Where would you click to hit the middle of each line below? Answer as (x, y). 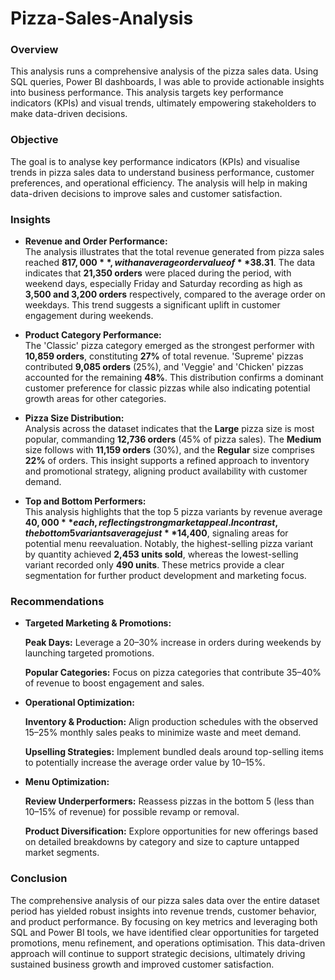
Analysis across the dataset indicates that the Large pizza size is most (169, 429)
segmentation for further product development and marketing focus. (165, 576)
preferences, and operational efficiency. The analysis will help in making (159, 183)
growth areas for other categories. (95, 399)
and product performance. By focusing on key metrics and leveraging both (164, 921)
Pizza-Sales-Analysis (102, 18)
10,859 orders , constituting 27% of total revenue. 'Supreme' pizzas (164, 356)
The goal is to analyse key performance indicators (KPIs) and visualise (155, 161)
